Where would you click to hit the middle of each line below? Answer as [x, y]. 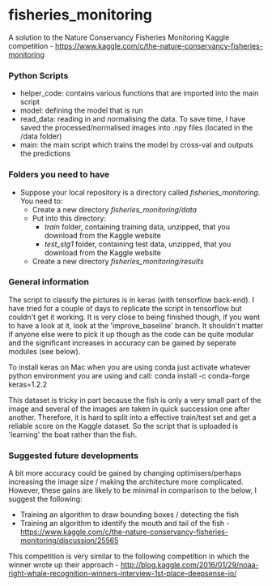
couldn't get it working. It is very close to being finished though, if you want [134, 317]
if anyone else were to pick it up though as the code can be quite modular [131, 334]
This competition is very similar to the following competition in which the [129, 556]
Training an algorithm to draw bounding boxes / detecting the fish [130, 515]
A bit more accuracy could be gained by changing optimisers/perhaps [125, 473]
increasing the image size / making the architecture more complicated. [126, 482]
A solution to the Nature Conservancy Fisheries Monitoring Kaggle [119, 37]
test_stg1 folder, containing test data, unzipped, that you [138, 244]
